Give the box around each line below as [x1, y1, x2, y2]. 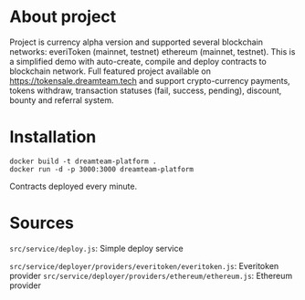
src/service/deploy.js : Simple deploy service [9, 243, 184, 253]
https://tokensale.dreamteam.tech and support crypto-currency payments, [9, 75, 290, 86]
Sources [9, 212, 75, 233]
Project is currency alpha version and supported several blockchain [9, 36, 263, 47]
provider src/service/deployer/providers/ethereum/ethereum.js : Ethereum [9, 270, 293, 281]
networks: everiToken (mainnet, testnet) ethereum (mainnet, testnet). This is [9, 46, 296, 57]
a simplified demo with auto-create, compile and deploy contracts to [9, 56, 267, 67]
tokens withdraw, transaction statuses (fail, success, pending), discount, [9, 85, 282, 96]
